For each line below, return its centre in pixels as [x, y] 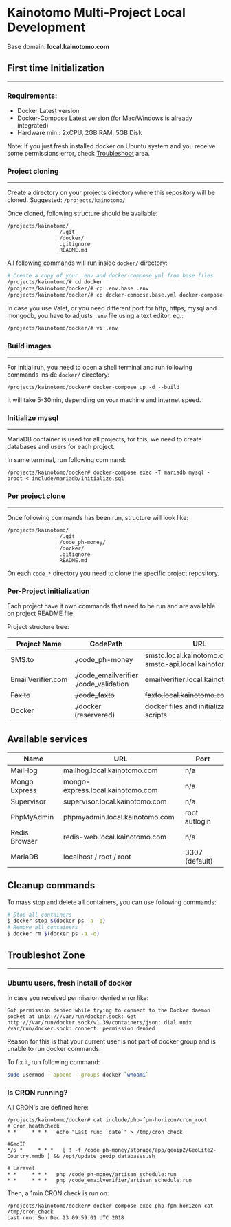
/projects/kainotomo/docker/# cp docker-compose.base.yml [92, 295]
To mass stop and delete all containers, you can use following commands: [112, 902]
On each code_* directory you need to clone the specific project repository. [113, 573]
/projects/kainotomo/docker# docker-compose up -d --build [93, 388]
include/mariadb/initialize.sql [78, 479]
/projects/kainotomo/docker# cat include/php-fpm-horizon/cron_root [107, 1120]
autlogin [198, 821]
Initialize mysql [33, 417]
